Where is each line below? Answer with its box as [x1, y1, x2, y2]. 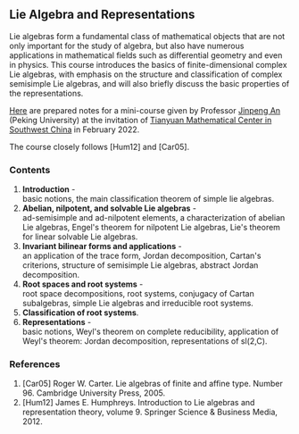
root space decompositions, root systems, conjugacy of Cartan [21, 288, 254, 299]
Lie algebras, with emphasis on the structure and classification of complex [9, 69, 283, 79]
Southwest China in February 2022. [9, 124, 140, 135]
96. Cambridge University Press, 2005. [21, 388, 166, 398]
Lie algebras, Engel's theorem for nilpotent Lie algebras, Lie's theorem [21, 222, 281, 233]
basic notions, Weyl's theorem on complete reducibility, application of [21, 326, 279, 338]
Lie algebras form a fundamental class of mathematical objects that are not [9, 30, 286, 41]
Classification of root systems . [21, 307, 139, 318]
